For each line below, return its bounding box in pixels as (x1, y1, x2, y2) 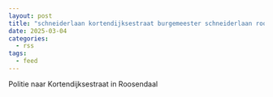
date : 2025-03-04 (8, 27, 67, 35)
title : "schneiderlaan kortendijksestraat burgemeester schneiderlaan (8, 19, 253, 27)
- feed (15, 57, 38, 65)
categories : (8, 34, 49, 43)
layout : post (8, 11, 53, 20)
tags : (8, 49, 27, 57)
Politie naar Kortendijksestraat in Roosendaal (8, 78, 158, 89)
